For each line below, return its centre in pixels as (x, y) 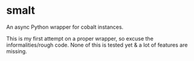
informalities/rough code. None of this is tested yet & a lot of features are (97, 45)
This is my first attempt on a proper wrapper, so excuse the (80, 38)
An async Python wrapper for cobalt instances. (65, 27)
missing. (17, 51)
